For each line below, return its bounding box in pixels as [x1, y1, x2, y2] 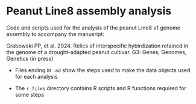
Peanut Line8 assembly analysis [6, 4, 172, 18]
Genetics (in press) [6, 55, 54, 62]
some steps [14, 91, 44, 98]
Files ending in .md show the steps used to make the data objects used [14, 66, 191, 73]
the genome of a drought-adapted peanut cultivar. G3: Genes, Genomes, [6, 48, 187, 55]
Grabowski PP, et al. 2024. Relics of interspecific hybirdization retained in [6, 42, 189, 49]
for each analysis [14, 73, 58, 80]
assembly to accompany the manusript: [6, 30, 104, 37]
